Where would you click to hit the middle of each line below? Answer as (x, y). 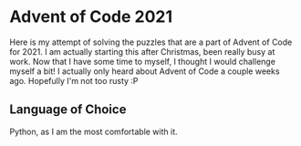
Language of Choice (68, 110)
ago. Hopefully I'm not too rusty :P (74, 80)
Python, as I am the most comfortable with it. (93, 131)
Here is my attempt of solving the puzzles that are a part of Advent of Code (151, 42)
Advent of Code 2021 (91, 17)
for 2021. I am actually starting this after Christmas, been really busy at (142, 51)
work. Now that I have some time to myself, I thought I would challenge (143, 61)
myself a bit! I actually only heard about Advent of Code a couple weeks (145, 71)
